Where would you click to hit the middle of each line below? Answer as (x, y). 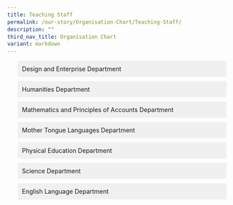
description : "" (31, 29)
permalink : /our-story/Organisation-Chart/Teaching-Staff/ (95, 22)
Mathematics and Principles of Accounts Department (98, 110)
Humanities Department (56, 90)
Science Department (51, 171)
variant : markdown (34, 44)
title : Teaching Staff (40, 15)
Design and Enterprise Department (72, 69)
